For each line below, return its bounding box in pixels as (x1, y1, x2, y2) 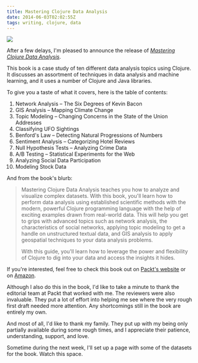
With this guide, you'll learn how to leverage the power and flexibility (21, 248, 188, 255)
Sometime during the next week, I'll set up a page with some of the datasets (7, 344, 192, 351)
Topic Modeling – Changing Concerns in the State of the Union (15, 113, 168, 120)
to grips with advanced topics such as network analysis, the (21, 217, 168, 225)
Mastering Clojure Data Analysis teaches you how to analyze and (21, 186, 180, 193)
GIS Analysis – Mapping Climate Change (15, 107, 113, 114)
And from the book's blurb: (7, 175, 73, 182)
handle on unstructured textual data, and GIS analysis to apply (21, 230, 173, 237)
